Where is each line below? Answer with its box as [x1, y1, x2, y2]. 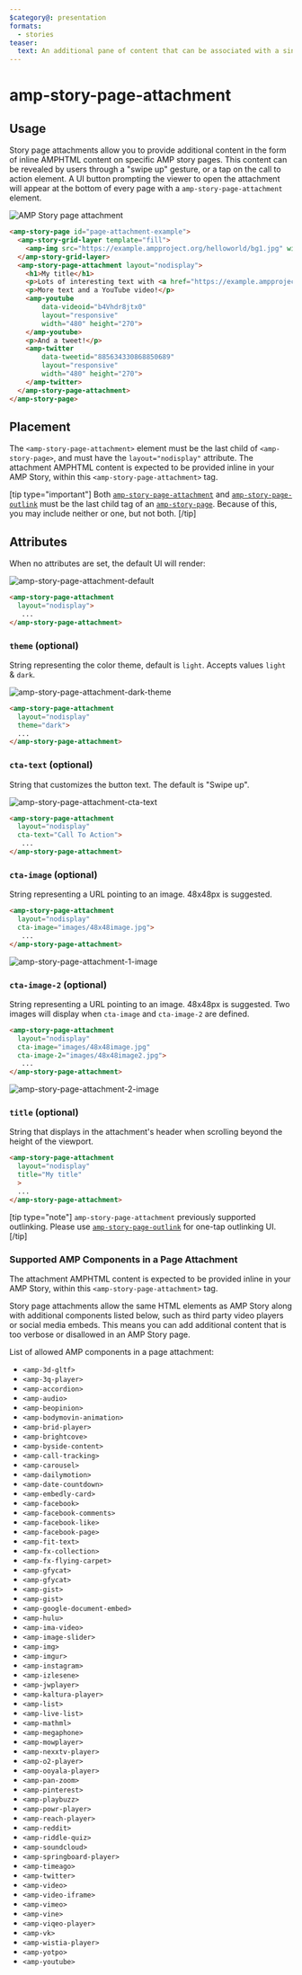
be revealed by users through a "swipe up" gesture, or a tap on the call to [9, 164, 281, 175]
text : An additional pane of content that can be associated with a [17, 47, 280, 56]
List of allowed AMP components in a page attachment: [9, 1347, 214, 1358]
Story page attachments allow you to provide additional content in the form [9, 145, 287, 155]
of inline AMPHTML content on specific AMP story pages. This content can [9, 155, 288, 165]
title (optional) [9, 1106, 79, 1119]
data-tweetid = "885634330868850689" [41, 352, 175, 362]
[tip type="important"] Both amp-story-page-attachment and [9, 489, 230, 500]
